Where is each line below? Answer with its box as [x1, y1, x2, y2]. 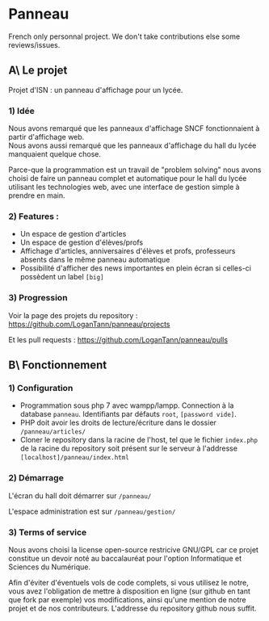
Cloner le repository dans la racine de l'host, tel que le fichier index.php [19, 435, 258, 445]
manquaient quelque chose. [8, 149, 102, 159]
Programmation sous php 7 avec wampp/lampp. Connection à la [19, 401, 234, 410]
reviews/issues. [8, 40, 61, 49]
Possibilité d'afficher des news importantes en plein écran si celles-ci [19, 263, 252, 273]
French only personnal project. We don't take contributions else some [8, 31, 241, 41]
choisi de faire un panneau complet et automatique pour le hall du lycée [8, 174, 247, 183]
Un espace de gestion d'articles [19, 229, 127, 239]
